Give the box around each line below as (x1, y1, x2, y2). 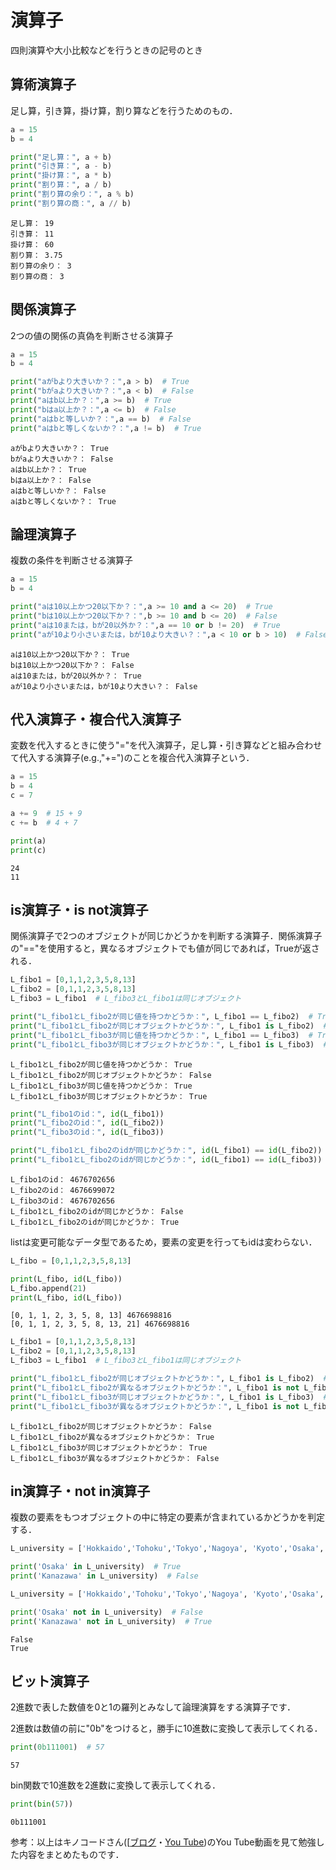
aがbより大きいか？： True (10, 443, 109, 453)
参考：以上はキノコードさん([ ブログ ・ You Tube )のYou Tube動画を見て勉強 (10, 1836, 317, 1848)
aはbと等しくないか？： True (10, 496, 117, 506)
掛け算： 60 (10, 239, 55, 250)
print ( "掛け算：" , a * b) (10, 171, 113, 181)
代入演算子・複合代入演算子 (10, 711, 182, 728)
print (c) (10, 845, 47, 855)
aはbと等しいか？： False (10, 486, 107, 496)
